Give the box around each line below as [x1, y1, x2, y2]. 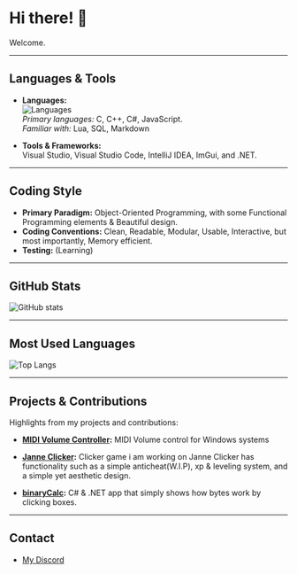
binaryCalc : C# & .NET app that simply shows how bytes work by [21, 487, 262, 498]
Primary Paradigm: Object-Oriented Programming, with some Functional [21, 207, 287, 218]
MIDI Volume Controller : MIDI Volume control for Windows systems [21, 434, 270, 445]
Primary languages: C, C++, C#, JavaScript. [21, 113, 183, 124]
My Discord [21, 554, 65, 565]
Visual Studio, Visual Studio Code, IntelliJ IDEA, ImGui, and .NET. [21, 150, 258, 160]
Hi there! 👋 [9, 8, 88, 28]
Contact [9, 531, 55, 546]
